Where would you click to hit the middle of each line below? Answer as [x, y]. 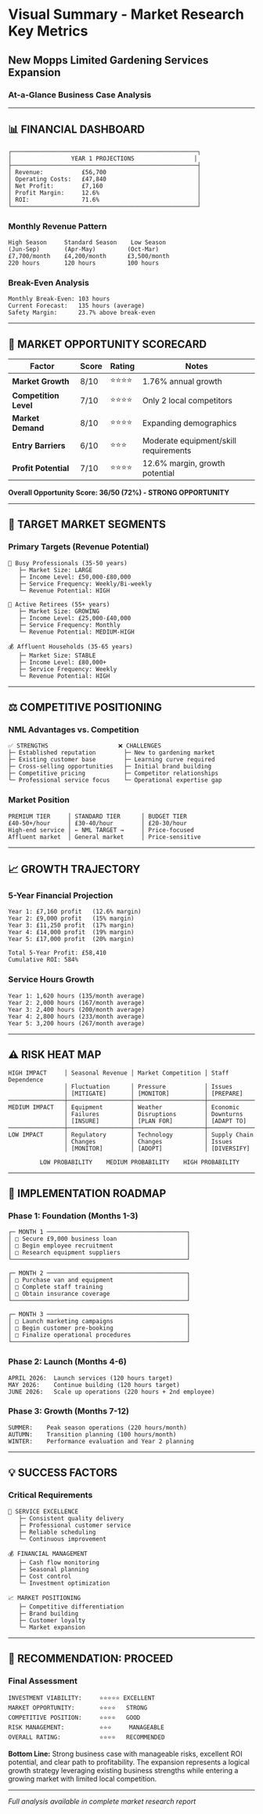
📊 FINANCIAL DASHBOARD [76, 130]
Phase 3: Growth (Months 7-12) [68, 1411]
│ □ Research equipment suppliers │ [99, 1253]
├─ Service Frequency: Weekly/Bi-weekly [85, 584]
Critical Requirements [50, 1495]
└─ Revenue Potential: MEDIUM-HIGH [76, 632]
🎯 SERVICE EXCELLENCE [43, 1511]
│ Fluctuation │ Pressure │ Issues [148, 1086]
